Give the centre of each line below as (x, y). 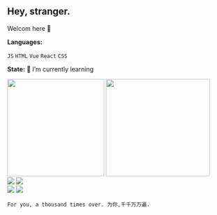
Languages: (25, 42)
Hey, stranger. (39, 12)
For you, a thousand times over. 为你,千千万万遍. (78, 204)
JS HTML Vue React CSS (37, 56)
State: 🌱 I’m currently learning (51, 69)
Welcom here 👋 (29, 28)
